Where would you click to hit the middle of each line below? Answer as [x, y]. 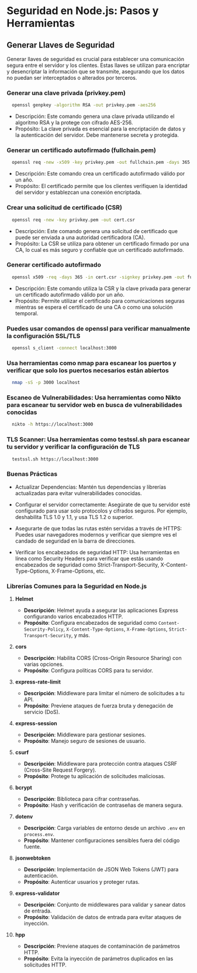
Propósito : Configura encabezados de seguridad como [90, 622]
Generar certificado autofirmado [54, 265]
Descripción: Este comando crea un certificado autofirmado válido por [100, 174]
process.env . [39, 834]
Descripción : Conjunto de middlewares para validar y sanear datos [105, 904]
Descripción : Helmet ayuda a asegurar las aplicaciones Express [101, 610]
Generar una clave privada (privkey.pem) [66, 93]
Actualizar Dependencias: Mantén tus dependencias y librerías [91, 487]
